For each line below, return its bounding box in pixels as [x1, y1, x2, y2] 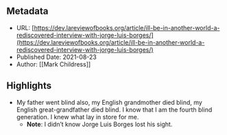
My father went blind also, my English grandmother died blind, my [16, 98, 203, 106]
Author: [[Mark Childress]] [16, 60, 91, 68]
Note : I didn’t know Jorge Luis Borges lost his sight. [26, 120, 173, 128]
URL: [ [16, 23, 35, 32]
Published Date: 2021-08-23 [16, 53, 97, 61]
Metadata [6, 5, 49, 17]
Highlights [6, 80, 52, 92]
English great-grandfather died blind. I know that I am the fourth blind [16, 106, 213, 114]
